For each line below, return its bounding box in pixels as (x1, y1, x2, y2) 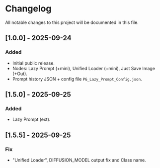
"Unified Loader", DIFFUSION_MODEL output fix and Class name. (12, 157, 146, 163)
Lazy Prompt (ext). (12, 116, 51, 122)
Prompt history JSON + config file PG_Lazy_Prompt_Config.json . (12, 76, 143, 82)
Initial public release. (12, 60, 55, 66)
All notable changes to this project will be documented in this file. (5, 19, 139, 25)
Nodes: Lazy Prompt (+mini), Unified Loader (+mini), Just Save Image (12, 65, 156, 71)
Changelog (5, 3, 52, 14)
